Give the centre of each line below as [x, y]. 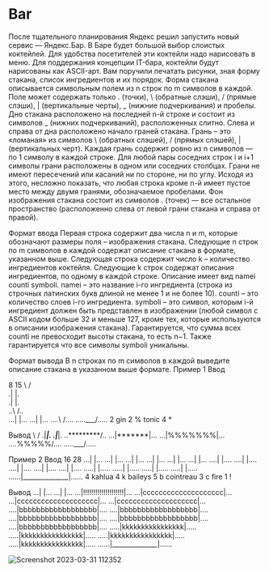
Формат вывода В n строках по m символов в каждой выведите [119, 361]
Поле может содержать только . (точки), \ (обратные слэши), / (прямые [132, 96]
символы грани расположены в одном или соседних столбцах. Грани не [134, 165]
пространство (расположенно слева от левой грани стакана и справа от [134, 208]
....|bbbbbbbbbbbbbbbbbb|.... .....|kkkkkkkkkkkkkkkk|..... [103, 527]
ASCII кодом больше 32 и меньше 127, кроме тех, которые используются [134, 319]
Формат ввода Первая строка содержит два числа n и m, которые [123, 233]
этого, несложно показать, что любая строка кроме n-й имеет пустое [129, 182]
